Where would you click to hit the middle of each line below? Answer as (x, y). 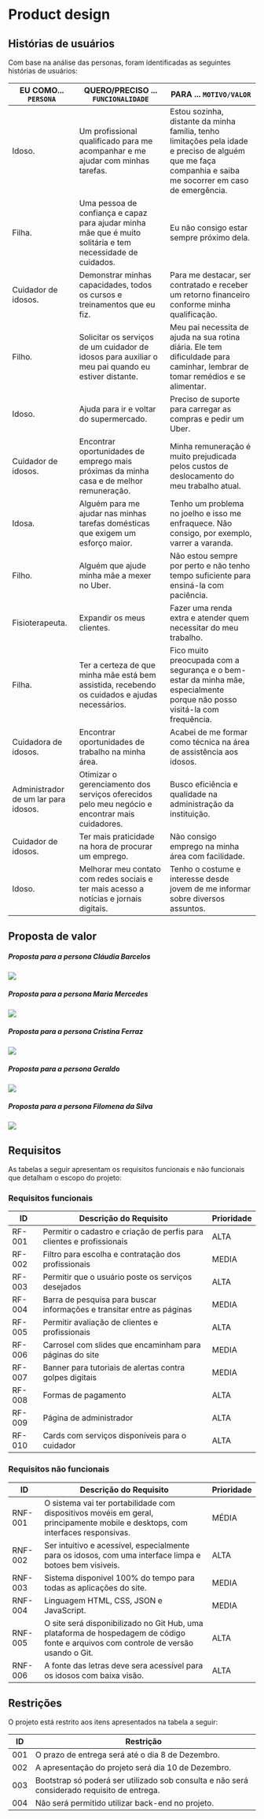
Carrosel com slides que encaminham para (122, 1345)
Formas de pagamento (84, 1395)
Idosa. (24, 523)
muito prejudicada (203, 456)
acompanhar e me (113, 151)
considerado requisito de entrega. (97, 1791)
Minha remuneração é (211, 446)
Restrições (35, 1704)
